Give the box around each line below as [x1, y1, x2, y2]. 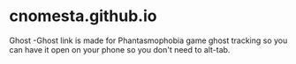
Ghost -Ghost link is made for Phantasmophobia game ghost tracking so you [9, 35, 288, 46]
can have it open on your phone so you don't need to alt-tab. [9, 44, 231, 54]
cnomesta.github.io [9, 6, 157, 26]
